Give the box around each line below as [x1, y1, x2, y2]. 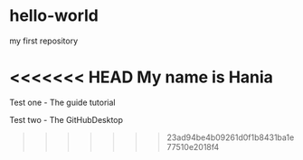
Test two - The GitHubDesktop [9, 114, 124, 125]
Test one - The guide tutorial [9, 97, 116, 108]
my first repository [9, 35, 79, 46]
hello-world [9, 5, 99, 26]
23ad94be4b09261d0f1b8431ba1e [166, 132, 295, 143]
